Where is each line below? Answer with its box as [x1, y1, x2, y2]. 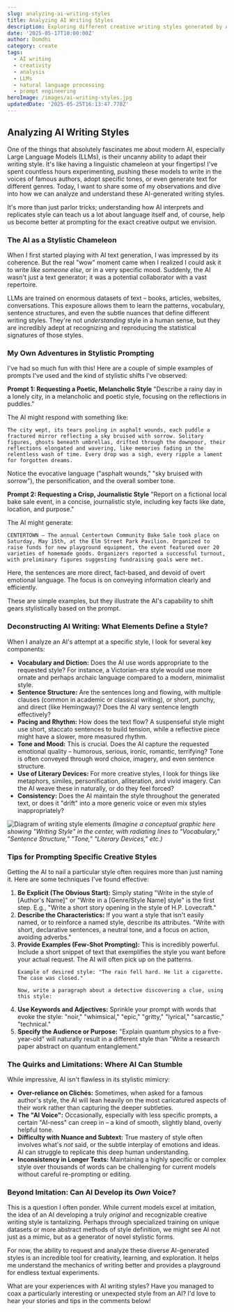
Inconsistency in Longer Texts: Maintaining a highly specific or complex [17, 1155, 226, 1164]
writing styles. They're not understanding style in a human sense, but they [7, 316, 221, 324]
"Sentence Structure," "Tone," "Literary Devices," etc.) [7, 835, 163, 843]
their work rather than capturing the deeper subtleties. [17, 1104, 174, 1112]
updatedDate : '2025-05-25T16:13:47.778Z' [7, 101, 130, 108]
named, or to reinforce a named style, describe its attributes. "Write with [17, 918, 225, 926]
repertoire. [7, 280, 38, 289]
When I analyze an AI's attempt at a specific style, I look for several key [7, 638, 212, 646]
